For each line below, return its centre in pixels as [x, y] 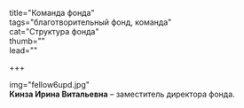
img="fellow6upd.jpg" [50, 85]
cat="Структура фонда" [54, 31]
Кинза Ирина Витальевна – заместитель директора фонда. [122, 94]
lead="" [24, 50]
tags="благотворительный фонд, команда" [91, 22]
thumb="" [28, 41]
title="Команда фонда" [52, 13]
